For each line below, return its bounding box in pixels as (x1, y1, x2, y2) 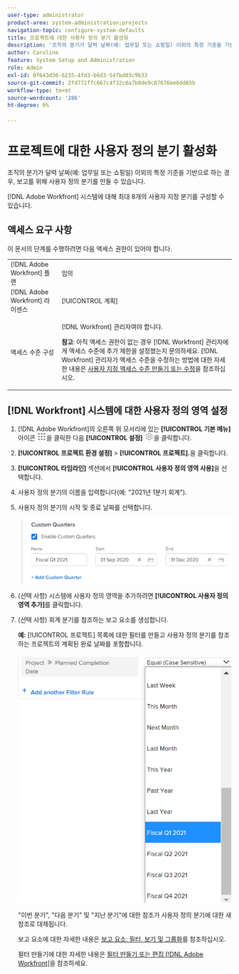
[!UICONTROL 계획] (61, 297, 119, 305)
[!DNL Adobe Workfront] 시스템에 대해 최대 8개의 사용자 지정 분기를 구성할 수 (7, 192, 225, 201)
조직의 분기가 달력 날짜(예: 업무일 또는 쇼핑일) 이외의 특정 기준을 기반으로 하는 (7, 168, 223, 176)
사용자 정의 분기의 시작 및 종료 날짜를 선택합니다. (17, 503, 153, 512)
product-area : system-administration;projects (7, 19, 148, 26)
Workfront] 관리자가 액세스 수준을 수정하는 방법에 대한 (61, 355, 213, 364)
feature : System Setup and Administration (7, 57, 135, 64)
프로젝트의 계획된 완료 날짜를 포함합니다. (31, 639, 144, 648)
